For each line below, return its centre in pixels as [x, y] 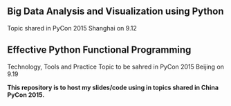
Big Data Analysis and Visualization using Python [115, 11]
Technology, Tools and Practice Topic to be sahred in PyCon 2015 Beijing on [116, 67]
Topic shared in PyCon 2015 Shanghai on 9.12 [72, 28]
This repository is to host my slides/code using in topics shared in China [113, 87]
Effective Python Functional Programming [99, 50]
